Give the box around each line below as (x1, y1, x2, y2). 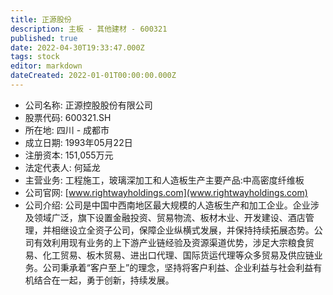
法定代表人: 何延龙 (24, 161, 101, 173)
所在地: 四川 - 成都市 (24, 124, 110, 136)
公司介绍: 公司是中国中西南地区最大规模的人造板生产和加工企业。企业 (24, 199, 311, 211)
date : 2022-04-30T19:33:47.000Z (10, 42, 145, 53)
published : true (10, 33, 78, 43)
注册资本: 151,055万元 (24, 149, 114, 161)
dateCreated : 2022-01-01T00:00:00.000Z (10, 71, 177, 81)
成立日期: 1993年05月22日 (24, 136, 133, 148)
